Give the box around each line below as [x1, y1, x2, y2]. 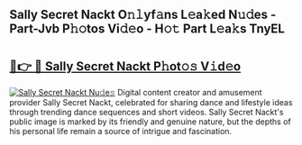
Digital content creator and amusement [116, 87, 263, 97]
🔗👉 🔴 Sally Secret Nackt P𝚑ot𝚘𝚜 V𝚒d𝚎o [9, 59, 242, 74]
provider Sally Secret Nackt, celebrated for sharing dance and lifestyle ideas [9, 97, 293, 107]
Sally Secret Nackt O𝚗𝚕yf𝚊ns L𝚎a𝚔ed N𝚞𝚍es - [9, 7, 277, 23]
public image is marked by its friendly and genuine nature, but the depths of [9, 116, 291, 127]
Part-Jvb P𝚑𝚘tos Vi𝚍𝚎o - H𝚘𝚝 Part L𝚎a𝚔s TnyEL [9, 22, 286, 37]
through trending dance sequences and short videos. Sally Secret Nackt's [9, 107, 284, 117]
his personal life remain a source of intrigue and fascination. [9, 126, 233, 136]
